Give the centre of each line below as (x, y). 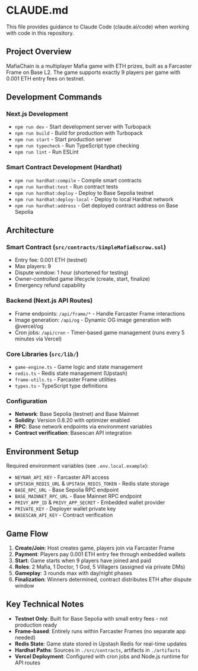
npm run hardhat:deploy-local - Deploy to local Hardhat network (94, 199)
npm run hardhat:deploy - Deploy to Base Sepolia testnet (84, 192)
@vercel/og (29, 326)
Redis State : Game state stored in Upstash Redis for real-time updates (101, 644)
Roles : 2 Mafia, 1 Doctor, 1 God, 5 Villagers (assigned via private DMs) (100, 567)
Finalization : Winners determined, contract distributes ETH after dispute (103, 579)
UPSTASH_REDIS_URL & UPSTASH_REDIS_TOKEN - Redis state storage (92, 484)
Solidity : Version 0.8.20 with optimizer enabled (72, 420)
